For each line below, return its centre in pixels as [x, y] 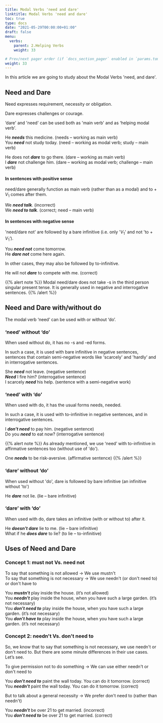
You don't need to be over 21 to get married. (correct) [59, 715]
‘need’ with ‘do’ [24, 394]
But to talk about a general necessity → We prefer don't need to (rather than [81, 695]
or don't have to [21, 583]
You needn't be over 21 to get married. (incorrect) [55, 710]
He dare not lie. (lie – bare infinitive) [41, 496]
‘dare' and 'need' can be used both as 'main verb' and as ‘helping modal [77, 123]
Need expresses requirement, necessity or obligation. [59, 104]
